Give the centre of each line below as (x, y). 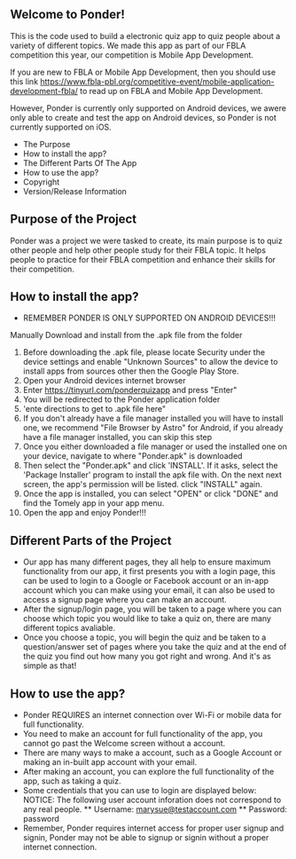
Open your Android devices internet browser (104, 381)
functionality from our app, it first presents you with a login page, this (149, 571)
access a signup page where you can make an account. (125, 600)
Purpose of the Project (74, 220)
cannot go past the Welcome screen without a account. (124, 744)
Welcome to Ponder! (67, 15)
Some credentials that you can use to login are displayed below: (140, 791)
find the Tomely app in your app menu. (93, 503)
